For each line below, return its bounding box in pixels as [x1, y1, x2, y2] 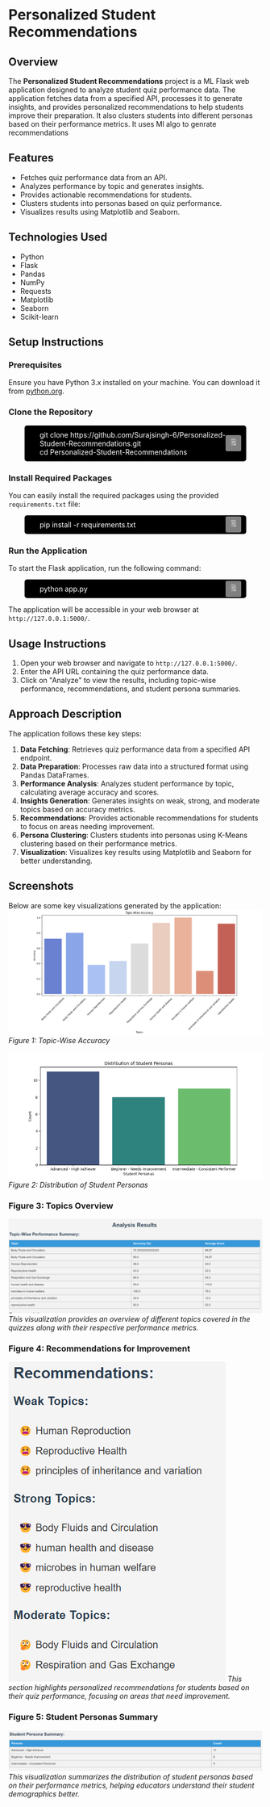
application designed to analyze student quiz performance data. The [8, 85, 236, 94]
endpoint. [19, 753, 52, 762]
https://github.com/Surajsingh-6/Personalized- [69, 430, 226, 439]
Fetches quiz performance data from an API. [19, 172, 168, 182]
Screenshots [8, 879, 74, 893]
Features [8, 151, 54, 165]
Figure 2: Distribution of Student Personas [8, 1180, 148, 1189]
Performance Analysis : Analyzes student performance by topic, [19, 778, 235, 788]
